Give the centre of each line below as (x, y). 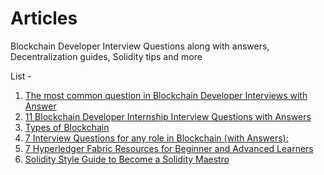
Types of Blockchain (67, 127)
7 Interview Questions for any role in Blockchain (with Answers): (156, 138)
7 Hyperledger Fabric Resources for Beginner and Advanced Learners (169, 148)
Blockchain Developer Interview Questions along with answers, (140, 46)
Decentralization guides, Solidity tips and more (106, 56)
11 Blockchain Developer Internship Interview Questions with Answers (168, 116)
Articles (44, 18)
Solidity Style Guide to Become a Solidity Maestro (127, 159)
